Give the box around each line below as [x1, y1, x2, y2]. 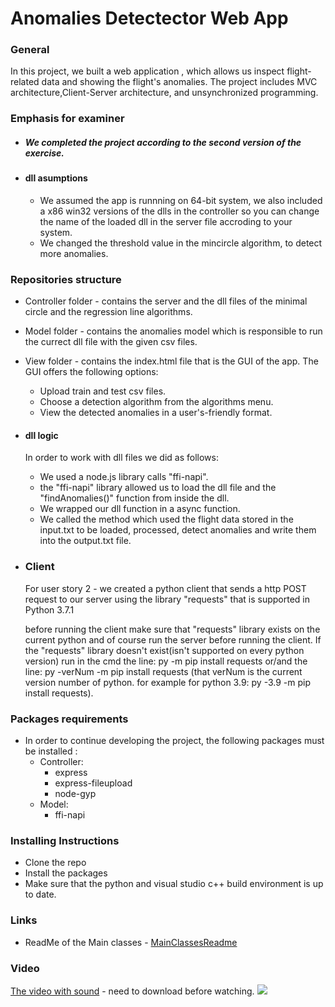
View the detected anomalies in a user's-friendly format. [39, 407, 273, 419]
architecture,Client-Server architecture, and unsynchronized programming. [10, 87, 319, 99]
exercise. [24, 147, 65, 159]
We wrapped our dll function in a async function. [39, 503, 241, 515]
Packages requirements [10, 712, 129, 726]
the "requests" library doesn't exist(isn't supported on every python [24, 644, 305, 656]
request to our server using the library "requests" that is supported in [24, 593, 311, 605]
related [10, 76, 40, 88]
